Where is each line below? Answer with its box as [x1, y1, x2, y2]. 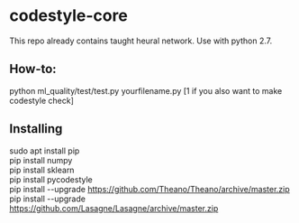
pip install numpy [9, 154, 73, 165]
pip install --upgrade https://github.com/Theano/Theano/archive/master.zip [9, 183, 290, 194]
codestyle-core [9, 5, 128, 26]
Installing [9, 121, 63, 136]
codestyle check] [9, 95, 75, 106]
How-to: [9, 61, 57, 77]
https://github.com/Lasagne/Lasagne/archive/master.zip [9, 202, 219, 213]
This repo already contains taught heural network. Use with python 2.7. [9, 35, 273, 46]
